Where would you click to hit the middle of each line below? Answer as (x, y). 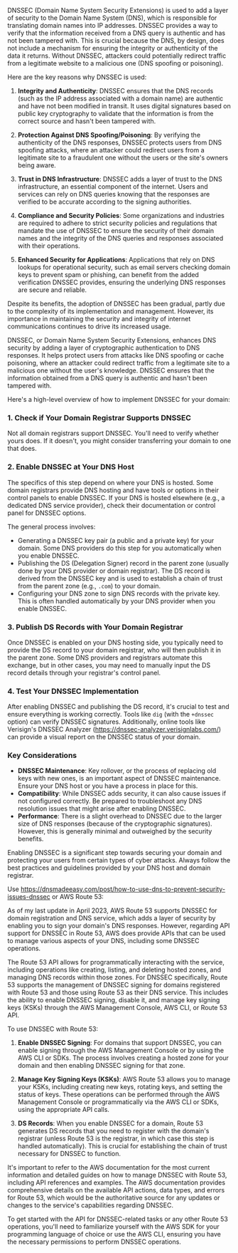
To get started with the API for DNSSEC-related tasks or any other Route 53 (118, 1219)
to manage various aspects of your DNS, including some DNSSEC (104, 941)
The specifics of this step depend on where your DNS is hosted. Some (110, 482)
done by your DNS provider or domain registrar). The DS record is (114, 571)
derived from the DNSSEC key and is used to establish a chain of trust (120, 578)
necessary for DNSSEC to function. (69, 1154)
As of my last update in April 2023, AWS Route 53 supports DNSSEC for (113, 910)
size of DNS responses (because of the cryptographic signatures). (115, 824)
